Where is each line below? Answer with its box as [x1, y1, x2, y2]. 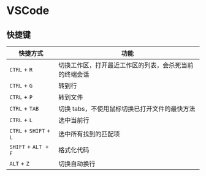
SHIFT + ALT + [9, 142, 50, 150]
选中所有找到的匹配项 [58, 130, 120, 138]
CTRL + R [9, 65, 32, 73]
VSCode [6, 4, 50, 18]
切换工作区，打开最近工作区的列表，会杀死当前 [58, 61, 194, 69]
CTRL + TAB [9, 105, 39, 112]
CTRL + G [9, 81, 32, 89]
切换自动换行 [58, 159, 96, 168]
